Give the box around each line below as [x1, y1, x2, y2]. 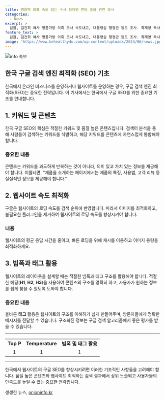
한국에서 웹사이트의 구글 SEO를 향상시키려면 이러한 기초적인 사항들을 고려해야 [5, 367, 154, 372]
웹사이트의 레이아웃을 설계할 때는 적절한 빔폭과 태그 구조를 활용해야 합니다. [5, 273, 148, 279]
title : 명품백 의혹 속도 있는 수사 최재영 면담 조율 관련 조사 [5, 7, 114, 12]
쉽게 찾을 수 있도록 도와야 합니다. [10, 285, 73, 291]
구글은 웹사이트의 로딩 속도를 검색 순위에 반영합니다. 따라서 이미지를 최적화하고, [5, 205, 157, 211]
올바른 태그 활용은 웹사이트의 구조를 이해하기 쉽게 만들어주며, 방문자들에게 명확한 [5, 311, 160, 317]
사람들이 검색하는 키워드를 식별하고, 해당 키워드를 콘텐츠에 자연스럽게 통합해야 [10, 132, 160, 137]
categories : [5, 12, 29, 17]
